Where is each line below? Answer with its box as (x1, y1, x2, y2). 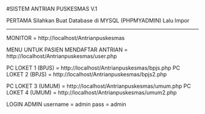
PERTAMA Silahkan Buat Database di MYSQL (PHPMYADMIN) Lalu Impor (6, 17, 190, 24)
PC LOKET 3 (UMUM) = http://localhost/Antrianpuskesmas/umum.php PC (6, 82, 191, 90)
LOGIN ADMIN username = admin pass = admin (6, 101, 126, 108)
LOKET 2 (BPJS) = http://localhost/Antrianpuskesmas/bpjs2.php (6, 71, 167, 78)
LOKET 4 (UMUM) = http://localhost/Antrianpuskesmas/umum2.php (6, 89, 177, 96)
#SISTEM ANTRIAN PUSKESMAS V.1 (6, 5, 98, 12)
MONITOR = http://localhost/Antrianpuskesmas (6, 35, 125, 41)
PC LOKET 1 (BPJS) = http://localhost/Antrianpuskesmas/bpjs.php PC (6, 64, 181, 72)
